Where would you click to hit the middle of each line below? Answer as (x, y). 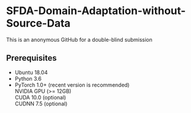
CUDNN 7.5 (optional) (41, 104)
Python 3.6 (28, 78)
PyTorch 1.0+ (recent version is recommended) (72, 85)
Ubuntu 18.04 (31, 72)
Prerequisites (31, 58)
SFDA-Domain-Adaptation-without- (96, 11)
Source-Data (39, 23)
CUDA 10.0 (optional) (40, 97)
